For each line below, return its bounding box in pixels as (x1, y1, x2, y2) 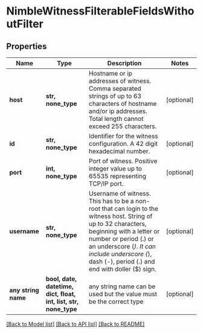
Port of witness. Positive (88, 157, 158, 165)
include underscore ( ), (88, 250, 152, 258)
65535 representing (88, 172, 147, 180)
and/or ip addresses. (88, 107, 148, 115)
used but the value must (88, 290, 157, 298)
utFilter (6, 17, 43, 31)
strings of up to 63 (88, 92, 142, 100)
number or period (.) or (88, 234, 154, 243)
